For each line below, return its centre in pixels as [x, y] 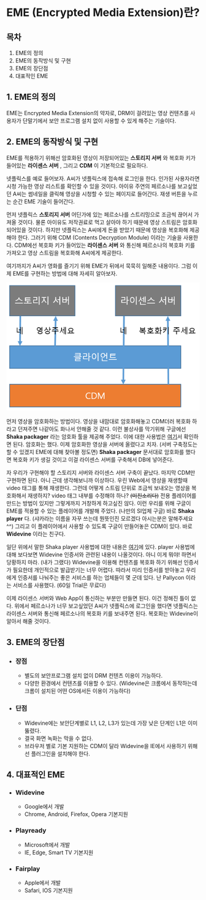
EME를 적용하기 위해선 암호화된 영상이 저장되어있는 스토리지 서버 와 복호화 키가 [101, 157]
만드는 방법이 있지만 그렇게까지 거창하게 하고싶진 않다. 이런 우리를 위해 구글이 [99, 503]
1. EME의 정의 [31, 97]
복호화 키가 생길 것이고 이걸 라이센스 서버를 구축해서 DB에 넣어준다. [93, 459]
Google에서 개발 [44, 807]
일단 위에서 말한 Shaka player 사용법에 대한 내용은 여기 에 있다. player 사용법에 [101, 546]
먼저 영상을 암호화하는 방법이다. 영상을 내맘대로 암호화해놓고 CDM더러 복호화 [99, 421]
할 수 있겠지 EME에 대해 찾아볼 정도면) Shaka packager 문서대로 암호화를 [95, 452]
